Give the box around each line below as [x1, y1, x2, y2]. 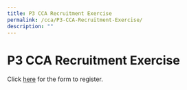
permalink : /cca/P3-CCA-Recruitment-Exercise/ [7, 16, 143, 23]
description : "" [7, 23, 54, 30]
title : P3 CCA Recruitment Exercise [7, 10, 112, 17]
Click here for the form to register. [7, 75, 103, 83]
